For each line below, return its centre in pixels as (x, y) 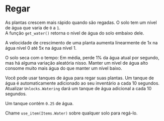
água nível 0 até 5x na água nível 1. (41, 48)
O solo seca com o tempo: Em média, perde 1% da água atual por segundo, (82, 57)
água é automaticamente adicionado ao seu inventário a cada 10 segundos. (82, 83)
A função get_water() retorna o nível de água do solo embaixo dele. (75, 33)
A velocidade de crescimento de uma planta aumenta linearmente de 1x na (82, 42)
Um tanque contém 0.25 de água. (39, 103)
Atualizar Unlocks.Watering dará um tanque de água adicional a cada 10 (78, 88)
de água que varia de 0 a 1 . (33, 27)
